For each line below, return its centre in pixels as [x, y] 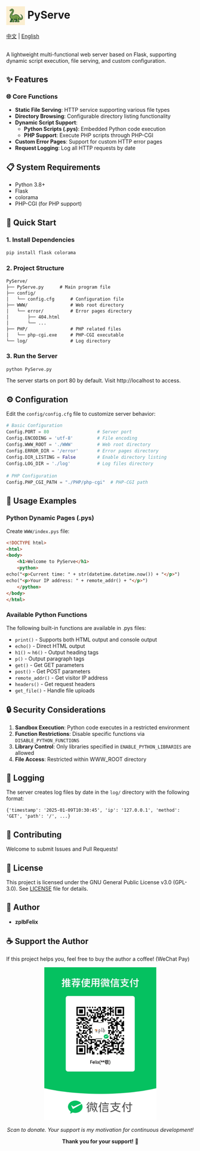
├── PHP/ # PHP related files [64, 329]
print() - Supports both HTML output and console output [86, 640]
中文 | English [23, 36]
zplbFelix [27, 922]
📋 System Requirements [53, 168]
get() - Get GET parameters [50, 665]
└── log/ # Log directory [59, 341]
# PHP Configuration [32, 476]
